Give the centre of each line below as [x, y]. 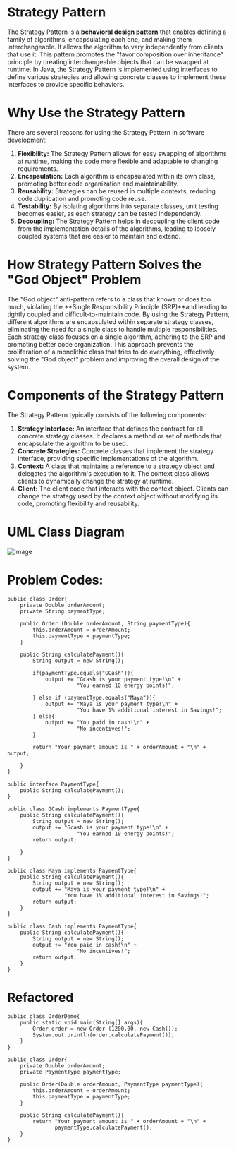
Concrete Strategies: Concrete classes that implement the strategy [116, 451]
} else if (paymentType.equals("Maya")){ [94, 697]
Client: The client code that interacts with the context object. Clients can [123, 489]
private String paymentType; [63, 611]
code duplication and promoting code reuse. [82, 198]
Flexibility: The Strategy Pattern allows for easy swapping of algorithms [122, 153]
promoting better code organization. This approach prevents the [100, 344]
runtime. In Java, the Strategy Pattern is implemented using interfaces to [112, 69]
